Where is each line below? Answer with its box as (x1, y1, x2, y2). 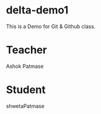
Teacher (6, 43, 47, 57)
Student (6, 83, 46, 96)
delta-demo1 (6, 4, 69, 17)
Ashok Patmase (6, 63, 44, 70)
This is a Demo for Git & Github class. (6, 23, 96, 30)
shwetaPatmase (6, 102, 45, 109)
